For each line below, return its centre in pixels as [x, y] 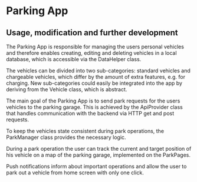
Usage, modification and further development [92, 33]
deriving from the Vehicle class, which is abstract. [67, 89]
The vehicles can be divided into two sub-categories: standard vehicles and [98, 71]
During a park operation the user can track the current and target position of [99, 149]
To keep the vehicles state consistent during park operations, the [85, 131]
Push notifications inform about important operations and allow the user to [96, 166]
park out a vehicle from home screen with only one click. [75, 173]
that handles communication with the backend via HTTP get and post [90, 113]
